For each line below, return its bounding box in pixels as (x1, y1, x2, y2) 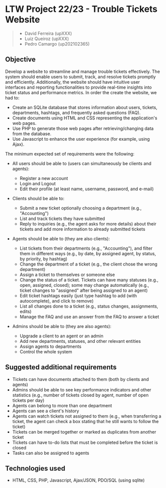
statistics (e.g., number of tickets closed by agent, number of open (12, 392, 149, 398)
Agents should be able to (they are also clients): (12, 235, 110, 241)
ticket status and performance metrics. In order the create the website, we (5, 89, 157, 95)
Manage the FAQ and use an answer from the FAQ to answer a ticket (19, 314, 160, 320)
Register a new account (19, 175, 68, 181)
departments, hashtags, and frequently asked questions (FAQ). (12, 109, 141, 115)
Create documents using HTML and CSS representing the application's (12, 115, 158, 121)
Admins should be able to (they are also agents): (12, 323, 111, 329)
